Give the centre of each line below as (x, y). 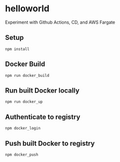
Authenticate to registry (43, 117)
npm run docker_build (27, 75)
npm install (17, 49)
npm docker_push (22, 155)
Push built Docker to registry (50, 143)
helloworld (27, 9)
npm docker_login (23, 129)
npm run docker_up (24, 102)
